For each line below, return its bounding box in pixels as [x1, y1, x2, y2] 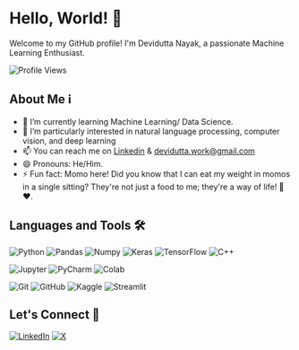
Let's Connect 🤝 [9, 307, 100, 322]
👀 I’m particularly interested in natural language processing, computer [21, 126, 280, 136]
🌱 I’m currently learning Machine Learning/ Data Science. [21, 116, 234, 127]
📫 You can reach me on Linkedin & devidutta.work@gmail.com [21, 145, 255, 156]
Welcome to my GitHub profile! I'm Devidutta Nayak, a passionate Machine [9, 38, 285, 48]
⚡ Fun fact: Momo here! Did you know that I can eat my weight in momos [21, 168, 291, 179]
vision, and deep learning [21, 135, 116, 146]
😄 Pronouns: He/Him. [21, 158, 103, 169]
